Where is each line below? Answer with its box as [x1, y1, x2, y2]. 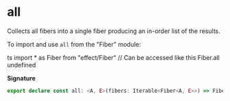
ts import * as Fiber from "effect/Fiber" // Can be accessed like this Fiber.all [7, 53, 220, 62]
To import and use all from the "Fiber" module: [7, 40, 142, 48]
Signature [7, 74, 36, 82]
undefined [7, 60, 36, 69]
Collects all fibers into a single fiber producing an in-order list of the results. [7, 27, 220, 35]
